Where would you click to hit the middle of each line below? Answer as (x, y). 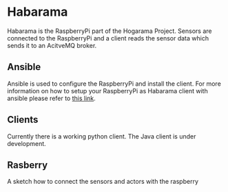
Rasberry (28, 165)
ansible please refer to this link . (52, 98)
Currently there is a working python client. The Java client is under (102, 136)
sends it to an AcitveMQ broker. (52, 45)
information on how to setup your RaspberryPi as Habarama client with (107, 91)
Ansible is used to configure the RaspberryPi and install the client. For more (114, 84)
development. (27, 143)
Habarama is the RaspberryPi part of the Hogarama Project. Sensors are (110, 31)
